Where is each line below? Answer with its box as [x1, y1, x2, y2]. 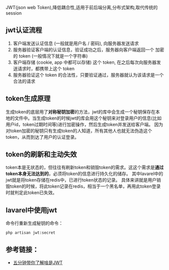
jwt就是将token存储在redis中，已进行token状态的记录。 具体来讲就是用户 [6, 177, 157, 183]
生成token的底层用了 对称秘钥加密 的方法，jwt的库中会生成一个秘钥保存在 [6, 109, 156, 115]
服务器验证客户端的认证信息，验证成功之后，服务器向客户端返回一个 [13, 46, 154, 52]
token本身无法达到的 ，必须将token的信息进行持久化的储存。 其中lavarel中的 [6, 171, 163, 177]
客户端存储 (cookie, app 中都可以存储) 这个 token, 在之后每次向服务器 [13, 59, 157, 65]
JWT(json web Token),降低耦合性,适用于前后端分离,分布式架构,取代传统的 [6, 5, 158, 10]
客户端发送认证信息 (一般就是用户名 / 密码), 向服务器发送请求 [13, 40, 139, 46]
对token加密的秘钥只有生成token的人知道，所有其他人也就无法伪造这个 [6, 128, 152, 134]
